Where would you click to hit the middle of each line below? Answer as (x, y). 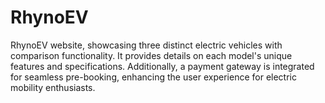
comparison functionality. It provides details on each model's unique (151, 55)
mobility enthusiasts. (53, 87)
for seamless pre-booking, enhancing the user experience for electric (153, 77)
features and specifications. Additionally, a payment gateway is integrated (162, 66)
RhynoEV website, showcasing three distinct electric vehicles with (146, 45)
